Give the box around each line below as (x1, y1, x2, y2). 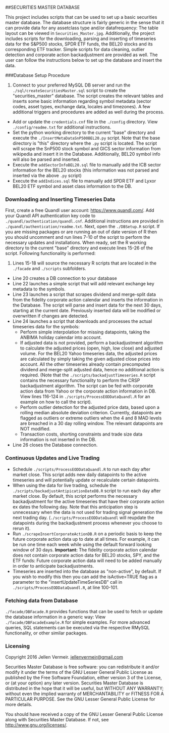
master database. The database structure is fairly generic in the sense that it (5, 20, 164, 25)
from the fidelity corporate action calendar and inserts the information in (12, 297, 163, 303)
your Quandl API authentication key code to (5, 212, 96, 219)
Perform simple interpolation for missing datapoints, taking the (20, 329, 150, 335)
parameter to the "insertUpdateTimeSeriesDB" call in (12, 579, 123, 585)
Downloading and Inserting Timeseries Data (5, 196, 116, 203)
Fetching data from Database (5, 597, 78, 604)
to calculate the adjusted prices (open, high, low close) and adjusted (20, 345, 162, 351)
